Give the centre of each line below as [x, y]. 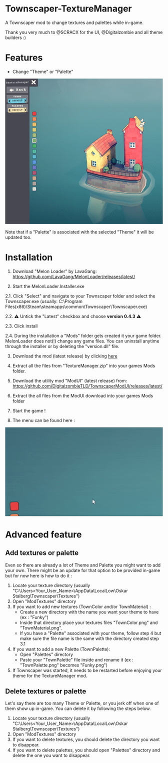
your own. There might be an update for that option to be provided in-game [83, 570]
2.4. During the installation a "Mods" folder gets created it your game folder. [83, 335]
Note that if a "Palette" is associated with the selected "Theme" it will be [79, 232]
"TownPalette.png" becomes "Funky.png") [64, 665]
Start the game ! [29, 410]
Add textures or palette [42, 553]
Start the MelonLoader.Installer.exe [48, 286]
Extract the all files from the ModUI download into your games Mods [83, 395]
